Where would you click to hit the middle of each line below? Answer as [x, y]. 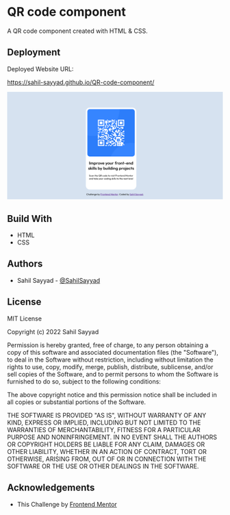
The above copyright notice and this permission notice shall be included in [112, 394]
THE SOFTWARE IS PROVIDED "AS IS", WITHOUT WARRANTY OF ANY [107, 415]
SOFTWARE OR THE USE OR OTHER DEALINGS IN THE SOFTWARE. [103, 466]
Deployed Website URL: [40, 68]
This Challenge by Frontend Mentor [67, 504]
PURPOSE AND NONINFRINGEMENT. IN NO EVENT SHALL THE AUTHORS [112, 437]
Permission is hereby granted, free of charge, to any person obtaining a [108, 345]
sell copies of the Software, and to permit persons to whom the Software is [113, 374]
